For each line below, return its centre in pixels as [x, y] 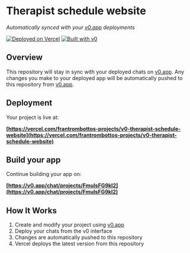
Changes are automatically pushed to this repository [78, 238]
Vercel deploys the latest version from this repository [79, 244]
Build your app [33, 160]
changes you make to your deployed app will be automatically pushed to [94, 78]
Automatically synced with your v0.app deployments [70, 27]
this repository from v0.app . [40, 84]
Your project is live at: [33, 117]
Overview [25, 57]
